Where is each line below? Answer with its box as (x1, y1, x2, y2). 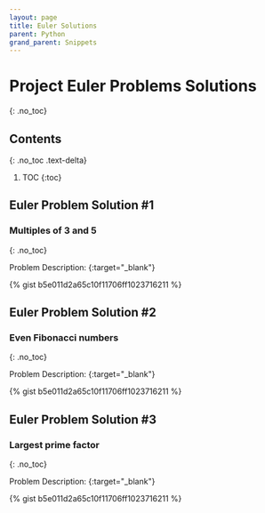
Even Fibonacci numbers (9, 332, 119, 343)
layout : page (9, 12, 58, 22)
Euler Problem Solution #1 (9, 197, 155, 213)
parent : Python (9, 29, 66, 38)
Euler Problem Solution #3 (9, 412, 157, 427)
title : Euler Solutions (9, 21, 98, 30)
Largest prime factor (9, 438, 100, 451)
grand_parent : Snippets (9, 37, 98, 47)
